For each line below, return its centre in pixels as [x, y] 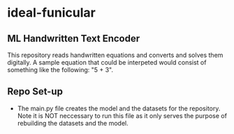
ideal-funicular [51, 13]
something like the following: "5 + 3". [60, 70]
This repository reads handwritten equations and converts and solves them [115, 55]
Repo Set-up [35, 92]
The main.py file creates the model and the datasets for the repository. [119, 108]
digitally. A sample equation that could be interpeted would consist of [107, 62]
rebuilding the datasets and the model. [73, 123]
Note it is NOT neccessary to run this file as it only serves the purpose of [122, 115]
